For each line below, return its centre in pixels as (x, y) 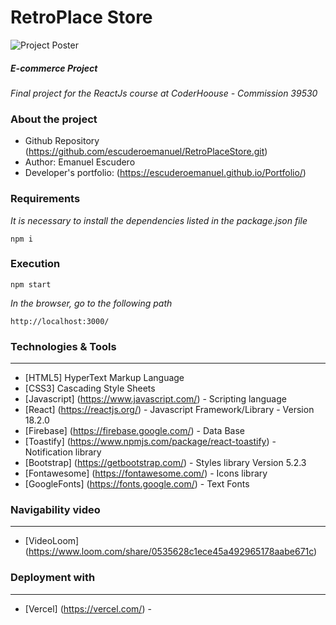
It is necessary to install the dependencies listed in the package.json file (159, 220)
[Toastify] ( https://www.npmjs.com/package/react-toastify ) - (150, 442)
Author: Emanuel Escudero (80, 162)
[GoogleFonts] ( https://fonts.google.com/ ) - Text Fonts (137, 484)
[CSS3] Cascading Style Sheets (90, 388)
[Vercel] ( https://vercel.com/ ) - (88, 608)
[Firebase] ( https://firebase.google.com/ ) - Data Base (134, 431)
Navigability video (55, 510)
